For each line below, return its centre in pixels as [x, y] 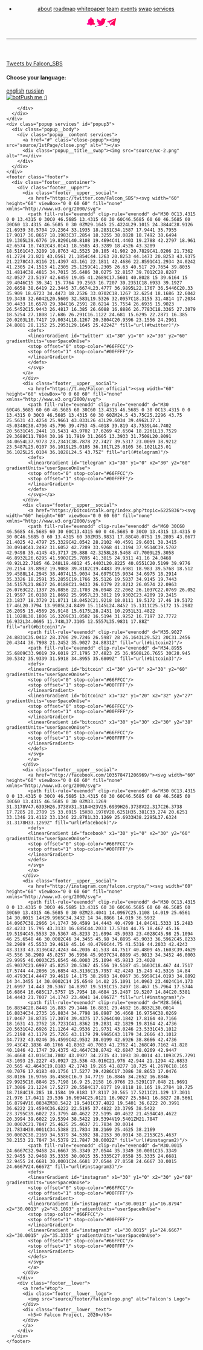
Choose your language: [36, 77]
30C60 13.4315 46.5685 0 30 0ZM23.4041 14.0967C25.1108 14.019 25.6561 [98, 913]
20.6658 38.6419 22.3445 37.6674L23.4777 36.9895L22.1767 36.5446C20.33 [100, 289]
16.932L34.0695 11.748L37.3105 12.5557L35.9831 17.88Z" [78, 622]
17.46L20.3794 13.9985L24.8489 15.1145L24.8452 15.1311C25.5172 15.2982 [100, 606]
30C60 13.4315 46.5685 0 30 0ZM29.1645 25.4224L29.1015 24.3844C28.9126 [100, 225]
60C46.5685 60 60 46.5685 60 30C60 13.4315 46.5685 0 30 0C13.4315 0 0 [98, 410]
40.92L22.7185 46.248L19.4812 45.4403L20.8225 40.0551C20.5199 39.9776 [98, 564]
